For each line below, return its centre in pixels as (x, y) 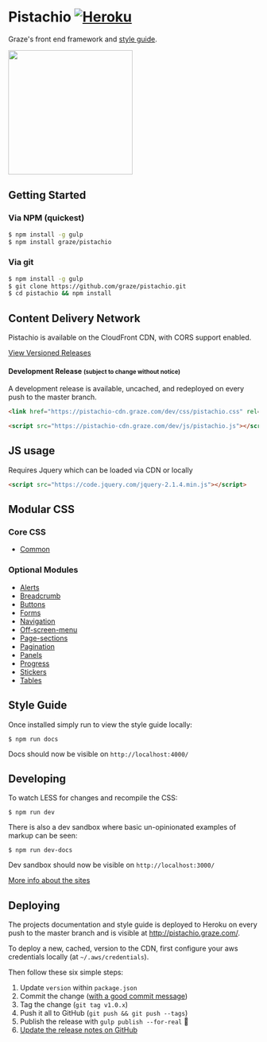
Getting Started (47, 195)
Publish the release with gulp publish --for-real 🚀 (104, 1021)
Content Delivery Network (74, 318)
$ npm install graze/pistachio (60, 242)
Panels (31, 655)
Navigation (37, 621)
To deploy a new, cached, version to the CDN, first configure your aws (123, 949)
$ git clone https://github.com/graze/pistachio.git (97, 286)
